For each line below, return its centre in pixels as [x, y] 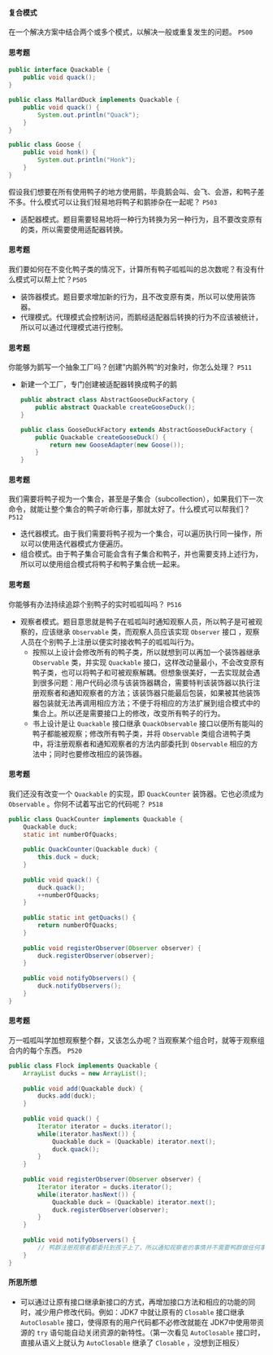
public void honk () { [59, 152]
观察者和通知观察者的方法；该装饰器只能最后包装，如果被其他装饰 [150, 693]
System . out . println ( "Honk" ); [87, 160]
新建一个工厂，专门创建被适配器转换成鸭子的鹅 [98, 385]
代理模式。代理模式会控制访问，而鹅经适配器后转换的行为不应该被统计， [141, 317]
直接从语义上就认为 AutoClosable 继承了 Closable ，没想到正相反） [132, 1342]
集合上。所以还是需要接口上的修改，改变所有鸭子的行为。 [128, 713]
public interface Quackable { [60, 70]
